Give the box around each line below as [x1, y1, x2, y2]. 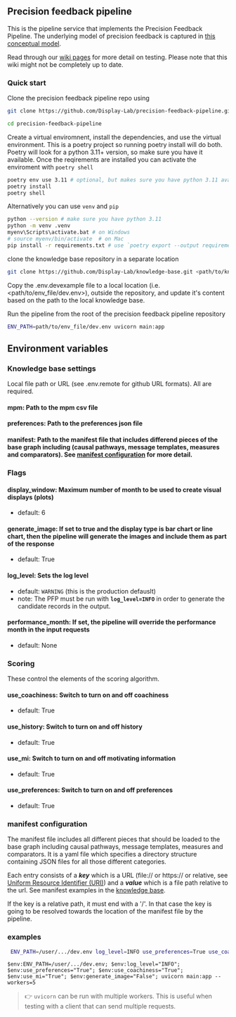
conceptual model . [7, 39, 62, 48]
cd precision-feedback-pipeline [7, 120, 102, 127]
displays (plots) [7, 492, 54, 501]
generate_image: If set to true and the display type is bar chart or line [7, 524, 213, 533]
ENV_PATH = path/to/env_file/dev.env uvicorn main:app [7, 323, 165, 330]
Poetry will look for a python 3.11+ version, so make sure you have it [7, 148, 203, 156]
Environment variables [7, 343, 109, 354]
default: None [17, 641, 58, 649]
